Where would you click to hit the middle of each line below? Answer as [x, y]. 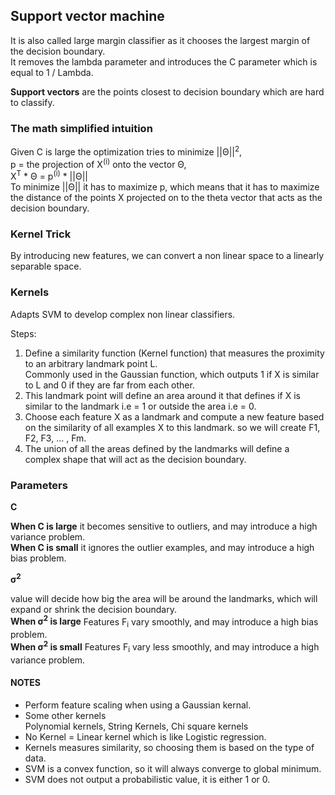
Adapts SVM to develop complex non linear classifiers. [123, 314]
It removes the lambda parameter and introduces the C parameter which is [164, 61]
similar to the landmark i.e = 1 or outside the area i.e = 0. [140, 406]
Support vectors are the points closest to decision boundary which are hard [167, 91]
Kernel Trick [41, 234]
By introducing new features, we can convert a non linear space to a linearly [167, 256]
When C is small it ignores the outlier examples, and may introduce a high [162, 547]
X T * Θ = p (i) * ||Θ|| [49, 176]
